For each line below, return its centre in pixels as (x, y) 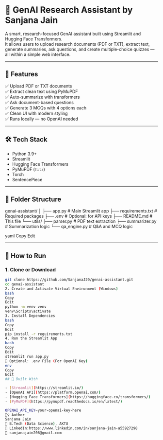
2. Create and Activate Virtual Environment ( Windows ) (62, 289)
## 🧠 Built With (21, 379)
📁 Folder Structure (33, 199)
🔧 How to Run (26, 255)
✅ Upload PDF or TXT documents (39, 86)
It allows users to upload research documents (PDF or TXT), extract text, (78, 44)
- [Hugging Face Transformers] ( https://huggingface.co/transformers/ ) (78, 397)
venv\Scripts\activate (28, 311)
